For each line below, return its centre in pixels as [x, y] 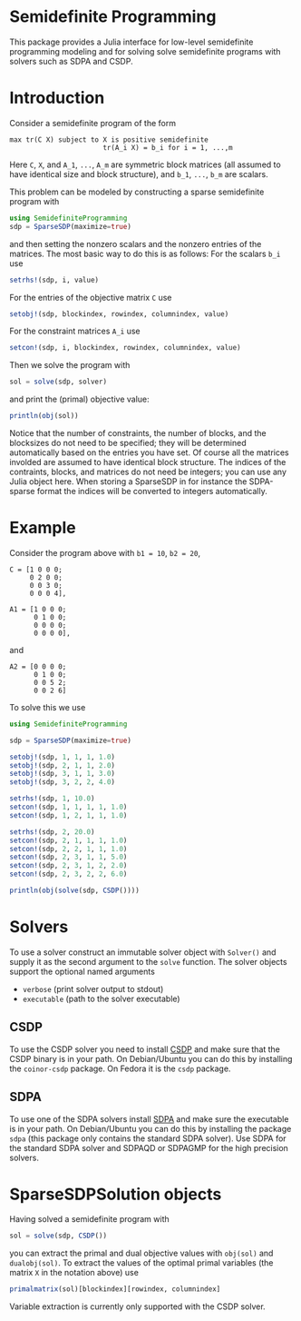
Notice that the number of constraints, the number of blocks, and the [138, 433]
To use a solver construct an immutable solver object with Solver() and [143, 952]
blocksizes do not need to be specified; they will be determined [128, 443]
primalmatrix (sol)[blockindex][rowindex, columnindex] [115, 1289]
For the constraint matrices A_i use [75, 331]
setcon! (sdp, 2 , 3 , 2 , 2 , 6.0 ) [68, 874]
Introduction [57, 98]
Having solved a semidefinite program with [89, 1219]
